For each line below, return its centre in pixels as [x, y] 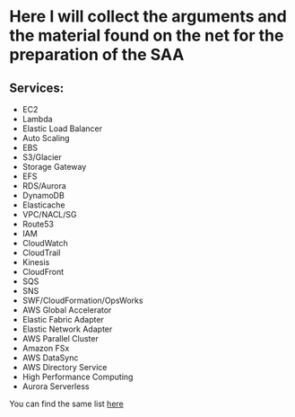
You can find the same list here [66, 404]
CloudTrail [41, 253]
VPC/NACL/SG [50, 214]
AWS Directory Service [65, 367]
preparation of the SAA [97, 55]
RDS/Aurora [44, 186]
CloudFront [43, 272]
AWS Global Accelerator [67, 310]
